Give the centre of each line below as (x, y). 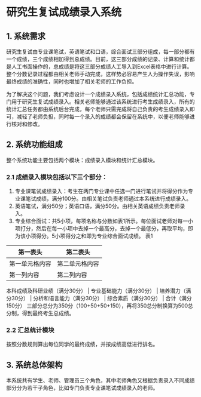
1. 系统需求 (26, 36)
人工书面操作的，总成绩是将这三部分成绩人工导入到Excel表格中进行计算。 (102, 67)
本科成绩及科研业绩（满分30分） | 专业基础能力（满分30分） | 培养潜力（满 (99, 291)
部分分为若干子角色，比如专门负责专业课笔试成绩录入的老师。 (82, 388)
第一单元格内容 (31, 264)
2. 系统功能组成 (34, 145)
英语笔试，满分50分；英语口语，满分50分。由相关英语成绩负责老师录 (100, 206)
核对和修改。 (27, 124)
